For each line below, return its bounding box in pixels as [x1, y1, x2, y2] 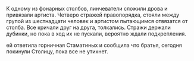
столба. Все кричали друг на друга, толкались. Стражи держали [6, 24, 171, 31]
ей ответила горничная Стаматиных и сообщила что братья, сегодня [6, 41, 183, 49]
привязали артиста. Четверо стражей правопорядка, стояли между [6, 11, 180, 18]
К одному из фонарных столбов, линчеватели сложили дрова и [6, 5, 168, 12]
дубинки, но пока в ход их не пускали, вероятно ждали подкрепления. [6, 30, 186, 37]
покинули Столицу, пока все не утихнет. [6, 48, 108, 55]
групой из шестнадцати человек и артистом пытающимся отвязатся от [6, 18, 188, 24]
